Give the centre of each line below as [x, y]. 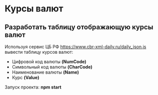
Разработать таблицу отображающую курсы [79, 27]
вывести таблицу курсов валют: [39, 52]
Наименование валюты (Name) [45, 72]
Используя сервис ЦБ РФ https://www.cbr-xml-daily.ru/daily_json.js [75, 47]
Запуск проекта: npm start [33, 87]
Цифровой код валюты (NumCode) [49, 62]
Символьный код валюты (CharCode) [52, 67]
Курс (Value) [25, 77]
